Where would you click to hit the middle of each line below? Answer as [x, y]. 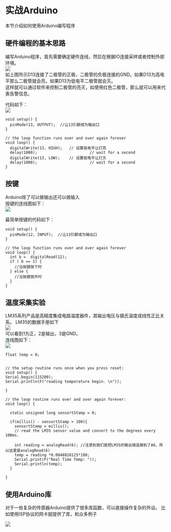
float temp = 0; [22, 355]
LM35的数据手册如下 [37, 322]
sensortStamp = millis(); [42, 426]
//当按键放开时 [28, 276]
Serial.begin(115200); [29, 377]
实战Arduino [32, 10]
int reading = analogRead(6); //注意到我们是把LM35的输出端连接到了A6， [87, 445]
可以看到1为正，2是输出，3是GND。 [43, 334]
